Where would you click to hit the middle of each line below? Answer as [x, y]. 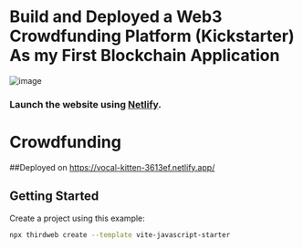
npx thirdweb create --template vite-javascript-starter [120, 234]
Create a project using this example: [78, 218]
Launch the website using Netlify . [85, 104]
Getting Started [54, 197]
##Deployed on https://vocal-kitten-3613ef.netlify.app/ [112, 167]
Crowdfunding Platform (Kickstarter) [152, 36]
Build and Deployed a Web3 [116, 17]
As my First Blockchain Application [145, 56]
